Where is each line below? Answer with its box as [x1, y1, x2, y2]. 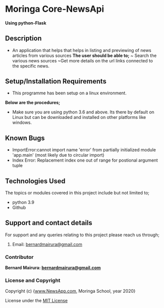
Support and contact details [5, 219, 92, 227]
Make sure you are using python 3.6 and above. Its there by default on [12, 109, 155, 115]
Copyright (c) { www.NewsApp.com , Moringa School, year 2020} [5, 288, 136, 294]
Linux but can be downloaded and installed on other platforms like [12, 114, 146, 120]
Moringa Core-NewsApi [5, 3, 105, 15]
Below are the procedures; [5, 100, 60, 106]
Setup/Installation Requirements [5, 77, 107, 85]
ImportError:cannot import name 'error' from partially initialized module [12, 147, 156, 153]
